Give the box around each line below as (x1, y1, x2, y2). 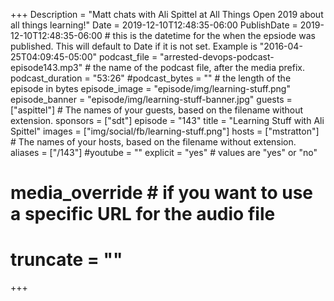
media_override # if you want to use (10, 182, 313, 204)
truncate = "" (10, 249, 123, 271)
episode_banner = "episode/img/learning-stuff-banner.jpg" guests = (10, 94, 293, 105)
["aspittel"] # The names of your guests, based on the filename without (10, 104, 304, 116)
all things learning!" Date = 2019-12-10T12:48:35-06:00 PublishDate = (10, 19, 298, 31)
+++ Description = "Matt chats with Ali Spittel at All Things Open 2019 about (10, 9, 324, 20)
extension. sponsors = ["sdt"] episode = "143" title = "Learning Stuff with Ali (10, 115, 325, 126)
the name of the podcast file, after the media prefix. (93, 62, 306, 73)
